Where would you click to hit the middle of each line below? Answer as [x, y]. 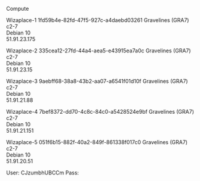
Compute [18, 9]
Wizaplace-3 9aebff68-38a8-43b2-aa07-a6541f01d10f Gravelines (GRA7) [97, 81]
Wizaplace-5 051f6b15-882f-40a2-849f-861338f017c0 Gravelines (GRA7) [97, 142]
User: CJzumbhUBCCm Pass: [43, 173]
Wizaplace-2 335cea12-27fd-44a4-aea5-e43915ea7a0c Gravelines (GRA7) [99, 51]
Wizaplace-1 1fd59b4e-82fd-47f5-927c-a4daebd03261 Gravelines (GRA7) [98, 20]
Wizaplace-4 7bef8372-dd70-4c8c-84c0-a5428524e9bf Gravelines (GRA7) [100, 112]
